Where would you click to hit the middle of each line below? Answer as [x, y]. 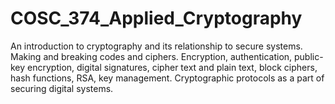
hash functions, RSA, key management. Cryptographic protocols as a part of [167, 78]
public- [309, 56]
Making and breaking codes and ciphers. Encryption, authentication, [151, 56]
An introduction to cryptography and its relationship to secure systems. [156, 46]
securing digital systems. [62, 88]
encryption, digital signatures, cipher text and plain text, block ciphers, [172, 67]
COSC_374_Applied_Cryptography [156, 18]
